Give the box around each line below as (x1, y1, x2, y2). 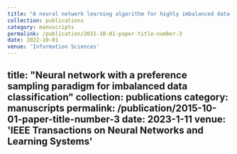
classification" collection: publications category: (7, 91, 228, 103)
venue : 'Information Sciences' (7, 43, 100, 50)
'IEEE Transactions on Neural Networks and (7, 124, 204, 136)
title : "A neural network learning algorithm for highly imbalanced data (7, 10, 231, 18)
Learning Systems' (7, 136, 93, 148)
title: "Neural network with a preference (7, 69, 187, 81)
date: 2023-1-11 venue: (121, 114, 226, 126)
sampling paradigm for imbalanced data (7, 81, 188, 93)
